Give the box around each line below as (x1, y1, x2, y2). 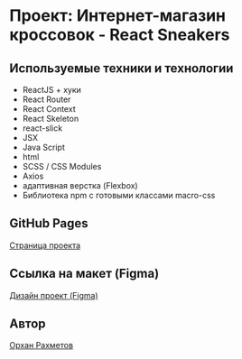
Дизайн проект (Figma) (9, 290, 98, 300)
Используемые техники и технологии (9, 60, 234, 76)
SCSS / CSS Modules (22, 161, 102, 171)
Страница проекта (9, 240, 81, 251)
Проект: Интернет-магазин (9, 5, 227, 26)
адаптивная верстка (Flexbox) (22, 180, 138, 190)
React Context (22, 104, 76, 114)
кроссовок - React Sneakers (9, 24, 230, 45)
